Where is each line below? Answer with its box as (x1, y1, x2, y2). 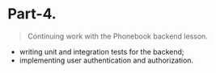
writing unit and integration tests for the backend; (19, 47, 184, 56)
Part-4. (7, 5, 57, 23)
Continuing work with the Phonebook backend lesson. (27, 31, 208, 41)
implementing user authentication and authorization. (19, 55, 194, 65)
